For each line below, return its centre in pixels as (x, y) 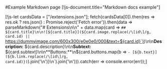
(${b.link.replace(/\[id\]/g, (37, 57)
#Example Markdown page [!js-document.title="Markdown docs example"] (83, 7)
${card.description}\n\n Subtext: (58, 46)
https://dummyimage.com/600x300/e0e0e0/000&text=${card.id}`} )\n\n (79, 41)
